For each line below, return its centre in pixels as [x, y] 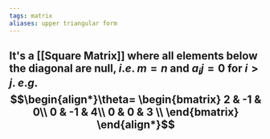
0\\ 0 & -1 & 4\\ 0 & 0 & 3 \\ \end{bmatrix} [136, 112]
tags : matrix [31, 16]
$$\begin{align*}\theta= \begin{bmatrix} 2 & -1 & [136, 100]
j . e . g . [24, 83]
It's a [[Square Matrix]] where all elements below [133, 56]
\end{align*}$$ [136, 125]
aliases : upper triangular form [63, 23]
